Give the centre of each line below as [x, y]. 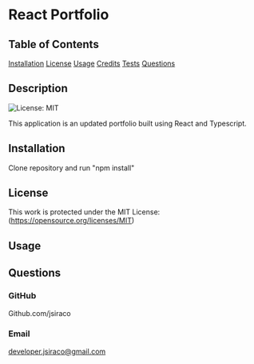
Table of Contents [54, 44]
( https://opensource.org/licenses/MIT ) [71, 221]
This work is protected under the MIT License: [84, 212]
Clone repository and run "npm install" [71, 168]
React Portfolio [59, 15]
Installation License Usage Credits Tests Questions [92, 63]
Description [38, 88]
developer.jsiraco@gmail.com [57, 351]
